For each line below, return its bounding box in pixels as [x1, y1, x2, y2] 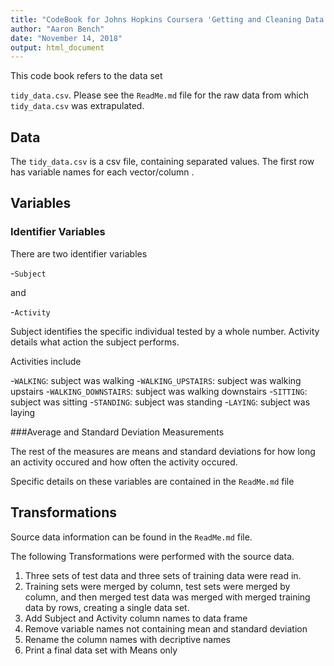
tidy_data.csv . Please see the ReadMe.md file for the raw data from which [10, 89, 310, 101]
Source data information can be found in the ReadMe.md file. [10, 531, 253, 543]
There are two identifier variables [10, 247, 148, 260]
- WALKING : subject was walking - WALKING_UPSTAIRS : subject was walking [10, 374, 302, 386]
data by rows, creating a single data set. [24, 601, 190, 613]
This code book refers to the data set [10, 70, 163, 82]
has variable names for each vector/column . [10, 166, 195, 178]
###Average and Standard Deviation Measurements [10, 426, 225, 438]
